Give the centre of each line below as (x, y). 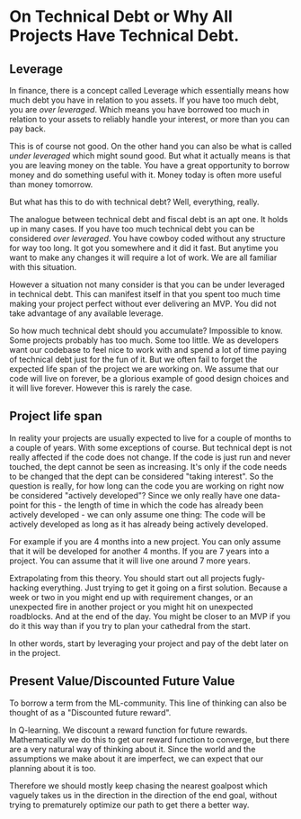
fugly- (254, 578)
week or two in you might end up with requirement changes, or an (131, 597)
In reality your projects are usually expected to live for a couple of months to (150, 437)
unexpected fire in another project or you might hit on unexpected (131, 607)
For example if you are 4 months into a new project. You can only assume (145, 541)
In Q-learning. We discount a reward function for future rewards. (128, 730)
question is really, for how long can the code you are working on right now (147, 486)
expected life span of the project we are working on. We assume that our (144, 369)
